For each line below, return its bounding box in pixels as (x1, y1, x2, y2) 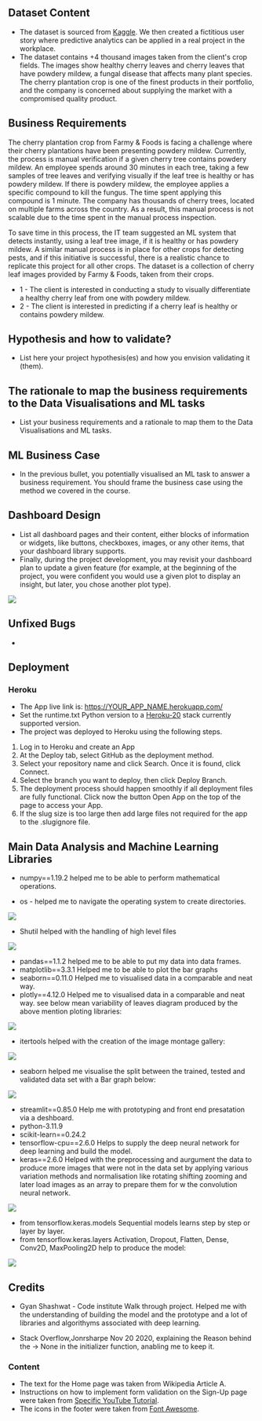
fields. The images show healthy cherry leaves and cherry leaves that (19, 60, 245, 70)
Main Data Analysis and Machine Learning (8, 840, 219, 853)
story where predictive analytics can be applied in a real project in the (19, 35, 246, 45)
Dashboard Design (8, 509, 101, 522)
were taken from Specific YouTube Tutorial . (19, 1396, 159, 1405)
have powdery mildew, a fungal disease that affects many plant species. (19, 68, 253, 78)
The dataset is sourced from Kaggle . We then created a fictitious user (19, 27, 245, 36)
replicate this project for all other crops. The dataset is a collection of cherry (8, 261, 255, 270)
